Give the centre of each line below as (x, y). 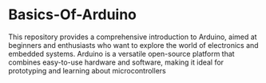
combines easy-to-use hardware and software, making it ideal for (116, 62)
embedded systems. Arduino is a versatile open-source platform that (121, 53)
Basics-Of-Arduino (73, 15)
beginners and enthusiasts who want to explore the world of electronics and (133, 45)
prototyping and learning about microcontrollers (87, 70)
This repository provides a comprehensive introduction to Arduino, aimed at (133, 37)
